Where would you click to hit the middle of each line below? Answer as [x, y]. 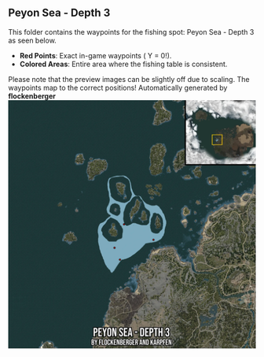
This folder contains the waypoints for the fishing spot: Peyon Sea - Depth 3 [131, 32]
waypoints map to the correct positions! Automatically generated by [118, 87]
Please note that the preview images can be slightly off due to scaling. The [129, 79]
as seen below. [32, 40]
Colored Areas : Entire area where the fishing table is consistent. [123, 64]
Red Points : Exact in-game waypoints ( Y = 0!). [95, 55]
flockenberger [32, 96]
